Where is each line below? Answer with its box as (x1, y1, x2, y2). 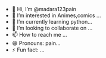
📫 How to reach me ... (11, 31, 67, 38)
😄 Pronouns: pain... (11, 40, 61, 47)
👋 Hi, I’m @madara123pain (11, 6, 76, 12)
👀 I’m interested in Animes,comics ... (11, 12, 101, 19)
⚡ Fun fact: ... (11, 46, 45, 53)
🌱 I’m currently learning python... (11, 18, 92, 25)
